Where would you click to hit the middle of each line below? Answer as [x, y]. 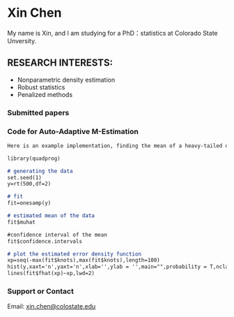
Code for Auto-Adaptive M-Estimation [73, 131]
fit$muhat [22, 222]
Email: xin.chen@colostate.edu [52, 307]
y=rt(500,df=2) [29, 184]
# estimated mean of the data [51, 216]
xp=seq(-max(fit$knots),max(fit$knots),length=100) [84, 260]
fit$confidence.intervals [45, 241]
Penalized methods [45, 94]
